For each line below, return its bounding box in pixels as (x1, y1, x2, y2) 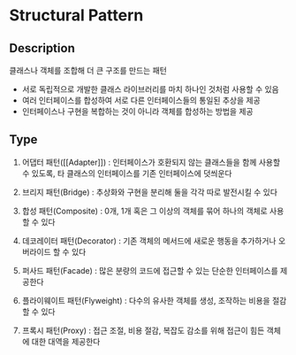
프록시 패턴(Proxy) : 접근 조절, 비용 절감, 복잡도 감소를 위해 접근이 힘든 (21, 325, 265, 336)
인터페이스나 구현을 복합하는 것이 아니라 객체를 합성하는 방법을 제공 (21, 106, 254, 116)
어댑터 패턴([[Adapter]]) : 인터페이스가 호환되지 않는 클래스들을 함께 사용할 (21, 157, 281, 167)
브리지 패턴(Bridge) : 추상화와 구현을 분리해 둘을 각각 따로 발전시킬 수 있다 (21, 187, 278, 197)
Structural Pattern (9, 5, 144, 26)
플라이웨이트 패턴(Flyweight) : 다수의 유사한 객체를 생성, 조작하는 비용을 (21, 295, 271, 305)
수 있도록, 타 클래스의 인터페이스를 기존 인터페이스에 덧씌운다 (21, 167, 232, 178)
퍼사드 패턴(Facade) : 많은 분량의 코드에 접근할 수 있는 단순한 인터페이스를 (21, 265, 278, 275)
